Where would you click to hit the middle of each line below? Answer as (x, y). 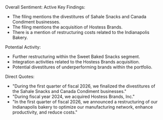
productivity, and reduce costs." (45, 112)
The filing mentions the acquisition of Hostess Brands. (67, 27)
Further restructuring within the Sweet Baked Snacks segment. (76, 57)
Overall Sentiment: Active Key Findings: (45, 7)
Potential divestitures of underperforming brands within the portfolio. (82, 67)
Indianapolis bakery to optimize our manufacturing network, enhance (82, 107)
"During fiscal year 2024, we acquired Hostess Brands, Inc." (73, 96)
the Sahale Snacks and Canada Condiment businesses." (69, 91)
